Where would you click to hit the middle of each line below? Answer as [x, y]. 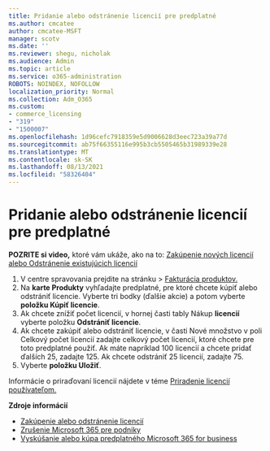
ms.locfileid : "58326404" [52, 175]
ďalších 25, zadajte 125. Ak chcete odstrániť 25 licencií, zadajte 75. [132, 356]
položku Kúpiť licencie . [60, 305]
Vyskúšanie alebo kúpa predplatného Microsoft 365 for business [128, 438]
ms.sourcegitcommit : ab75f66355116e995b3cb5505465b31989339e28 [118, 144]
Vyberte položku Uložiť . [61, 365]
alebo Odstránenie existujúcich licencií [73, 263]
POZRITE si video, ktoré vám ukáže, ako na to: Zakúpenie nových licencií [131, 254]
